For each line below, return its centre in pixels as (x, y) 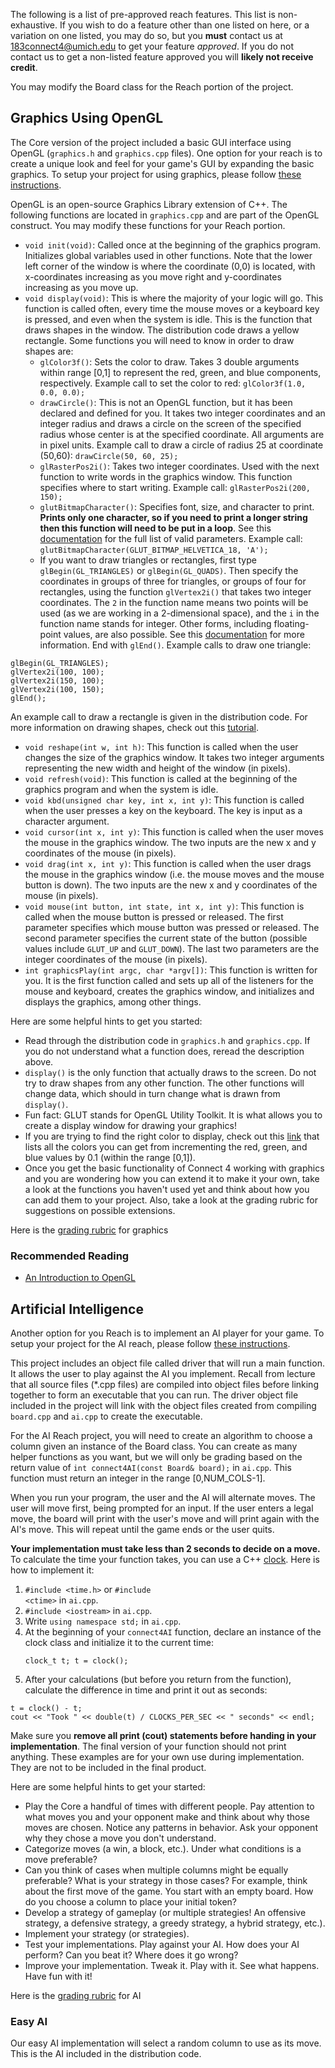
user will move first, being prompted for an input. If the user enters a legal (162, 1508)
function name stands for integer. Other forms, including (155, 623)
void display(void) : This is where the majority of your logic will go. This (174, 298)
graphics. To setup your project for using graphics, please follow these (156, 174)
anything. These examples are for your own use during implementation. (157, 1756)
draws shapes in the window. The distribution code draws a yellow (162, 330)
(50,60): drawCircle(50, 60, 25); (109, 455)
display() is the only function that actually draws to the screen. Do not (170, 1072)
